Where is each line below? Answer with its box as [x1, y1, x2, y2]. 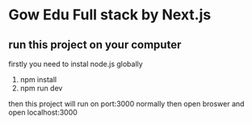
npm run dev [19, 83, 63, 93]
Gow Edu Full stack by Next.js [8, 6, 212, 24]
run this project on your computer [8, 38, 182, 52]
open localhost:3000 [8, 107, 78, 117]
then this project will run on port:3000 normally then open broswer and [8, 99, 245, 108]
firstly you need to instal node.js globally [8, 59, 143, 69]
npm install [19, 75, 57, 84]
